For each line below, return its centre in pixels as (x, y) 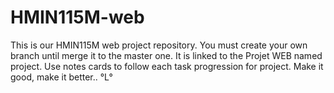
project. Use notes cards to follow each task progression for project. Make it (167, 66)
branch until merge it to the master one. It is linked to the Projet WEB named (166, 55)
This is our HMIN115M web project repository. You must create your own (159, 45)
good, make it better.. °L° (61, 77)
